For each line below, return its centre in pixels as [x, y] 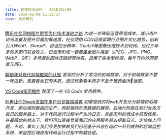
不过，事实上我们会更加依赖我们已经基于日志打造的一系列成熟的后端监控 [87, 127]
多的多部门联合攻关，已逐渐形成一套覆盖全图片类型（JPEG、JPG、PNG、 [80, 52]
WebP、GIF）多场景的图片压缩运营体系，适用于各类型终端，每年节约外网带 [82, 58]
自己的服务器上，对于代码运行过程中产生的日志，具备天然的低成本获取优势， [83, 114]
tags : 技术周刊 [19, 19]
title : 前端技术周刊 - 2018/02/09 [38, 10]
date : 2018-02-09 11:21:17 [33, 14]
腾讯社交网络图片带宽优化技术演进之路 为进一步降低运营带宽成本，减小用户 [81, 34]
